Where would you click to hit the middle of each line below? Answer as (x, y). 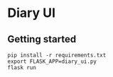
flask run (22, 68)
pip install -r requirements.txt (57, 55)
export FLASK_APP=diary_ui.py (52, 61)
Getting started (42, 39)
